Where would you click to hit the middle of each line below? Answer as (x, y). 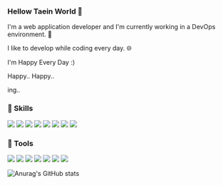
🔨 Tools (20, 143)
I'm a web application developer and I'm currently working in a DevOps (111, 27)
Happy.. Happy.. (31, 76)
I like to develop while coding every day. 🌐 (69, 48)
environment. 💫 (30, 34)
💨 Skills (20, 108)
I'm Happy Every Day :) (41, 63)
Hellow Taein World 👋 (45, 11)
